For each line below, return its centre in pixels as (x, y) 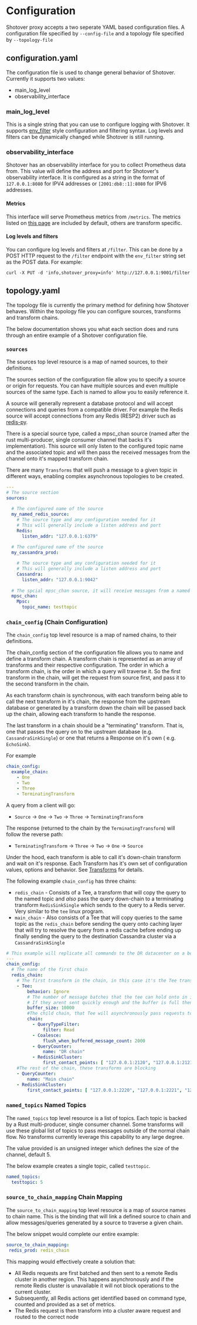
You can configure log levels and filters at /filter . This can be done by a (94, 249)
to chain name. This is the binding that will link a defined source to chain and (98, 1216)
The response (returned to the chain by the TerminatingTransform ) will (91, 828)
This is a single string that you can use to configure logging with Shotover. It (98, 124)
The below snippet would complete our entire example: (73, 1234)
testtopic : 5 (27, 1182)
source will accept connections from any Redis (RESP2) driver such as (91, 416)
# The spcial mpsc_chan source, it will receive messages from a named (101, 591)
